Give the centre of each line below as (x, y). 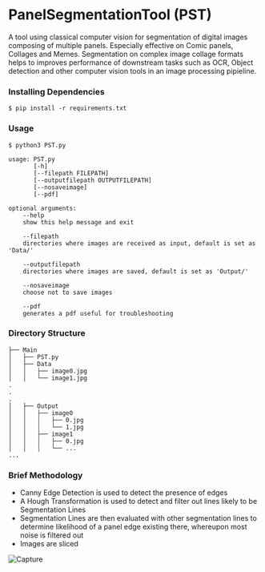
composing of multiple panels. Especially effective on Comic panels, (121, 45)
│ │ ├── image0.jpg (48, 371)
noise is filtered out (52, 535)
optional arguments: (43, 208)
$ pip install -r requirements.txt (68, 109)
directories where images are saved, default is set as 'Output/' (136, 271)
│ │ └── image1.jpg (48, 378)
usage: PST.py (32, 159)
